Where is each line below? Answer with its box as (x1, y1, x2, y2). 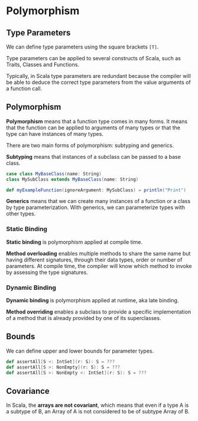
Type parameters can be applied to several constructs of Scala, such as (6, 55, 181, 61)
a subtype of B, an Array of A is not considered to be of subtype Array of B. (6, 408, 190, 415)
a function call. (6, 85, 43, 92)
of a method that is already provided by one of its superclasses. (6, 315, 161, 322)
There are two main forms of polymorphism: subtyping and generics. (6, 142, 174, 149)
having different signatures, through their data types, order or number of (6, 256, 183, 263)
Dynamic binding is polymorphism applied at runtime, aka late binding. (6, 297, 179, 304)
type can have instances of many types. (6, 130, 103, 137)
